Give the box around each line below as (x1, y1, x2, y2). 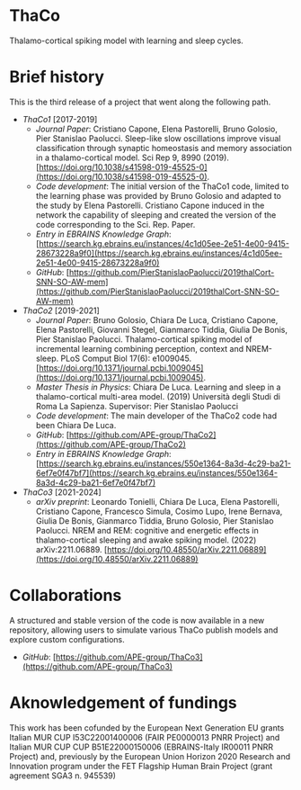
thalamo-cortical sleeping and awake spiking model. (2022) (35, 534, 257, 545)
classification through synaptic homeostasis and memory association (35, 142, 292, 153)
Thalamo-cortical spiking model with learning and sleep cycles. (9, 35, 244, 46)
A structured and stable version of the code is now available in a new (9, 615, 265, 625)
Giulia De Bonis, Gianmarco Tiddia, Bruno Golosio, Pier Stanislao (35, 515, 274, 526)
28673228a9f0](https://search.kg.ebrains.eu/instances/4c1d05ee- (35, 247, 283, 258)
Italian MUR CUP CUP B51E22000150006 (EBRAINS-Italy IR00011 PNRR (9, 741, 274, 752)
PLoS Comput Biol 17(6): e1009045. (60, 353, 191, 364)
